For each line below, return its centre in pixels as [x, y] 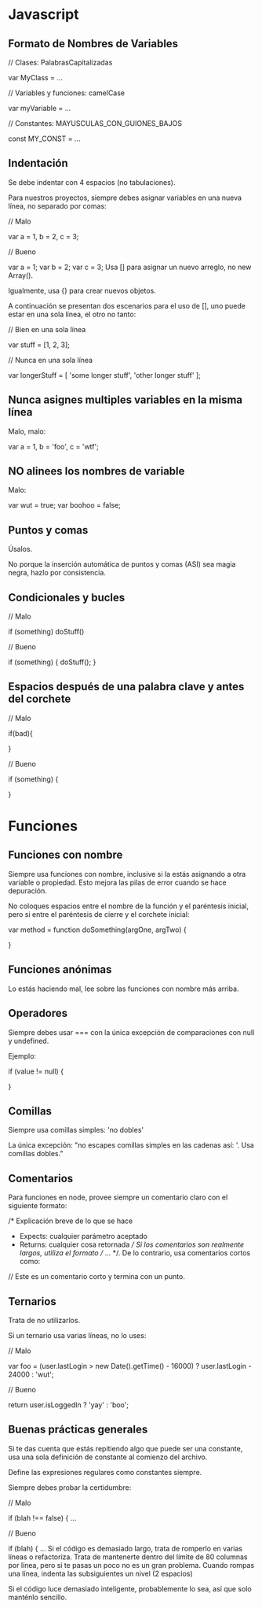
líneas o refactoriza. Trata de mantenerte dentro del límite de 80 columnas [128, 1557]
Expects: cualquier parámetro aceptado [83, 1236]
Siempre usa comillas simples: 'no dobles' [76, 1130]
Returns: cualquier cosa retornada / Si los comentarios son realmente [132, 1244]
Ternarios [32, 1301]
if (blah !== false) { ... [42, 1517]
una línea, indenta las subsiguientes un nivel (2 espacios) [101, 1573]
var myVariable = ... [40, 108]
